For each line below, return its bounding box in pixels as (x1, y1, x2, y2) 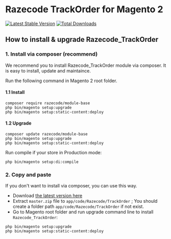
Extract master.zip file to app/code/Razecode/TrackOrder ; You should (12, 198, 158, 204)
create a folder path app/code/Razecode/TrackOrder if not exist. (12, 203, 144, 210)
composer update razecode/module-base (5, 132, 88, 137)
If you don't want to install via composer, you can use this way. (5, 183, 137, 189)
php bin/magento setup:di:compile (5, 159, 79, 164)
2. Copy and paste (5, 171, 52, 178)
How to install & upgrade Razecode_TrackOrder (5, 35, 159, 44)
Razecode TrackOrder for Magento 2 (5, 4, 163, 15)
